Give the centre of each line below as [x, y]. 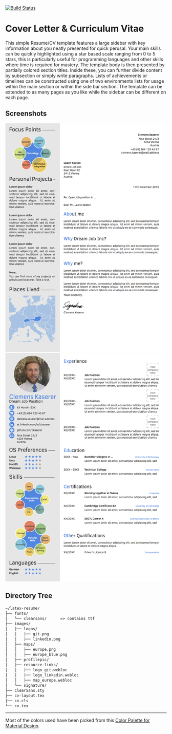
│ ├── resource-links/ [32, 665]
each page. [17, 97]
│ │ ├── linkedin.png [33, 639]
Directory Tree [29, 596]
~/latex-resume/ [23, 608]
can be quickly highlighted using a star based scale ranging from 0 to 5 [80, 53]
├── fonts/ [17, 613]
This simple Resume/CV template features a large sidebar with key [76, 43]
